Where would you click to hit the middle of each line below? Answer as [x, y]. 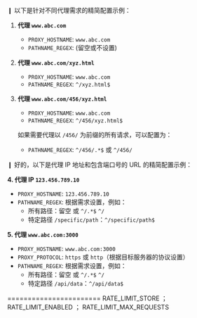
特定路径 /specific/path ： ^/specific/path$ [91, 220]
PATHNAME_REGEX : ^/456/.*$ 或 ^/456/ [80, 150]
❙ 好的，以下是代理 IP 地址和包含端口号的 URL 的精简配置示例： [100, 165]
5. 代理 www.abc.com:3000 [43, 235]
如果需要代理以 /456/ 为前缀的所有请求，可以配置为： [95, 135]
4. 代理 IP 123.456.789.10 [43, 179]
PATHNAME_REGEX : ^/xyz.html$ [69, 84]
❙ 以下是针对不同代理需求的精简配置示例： [69, 10]
